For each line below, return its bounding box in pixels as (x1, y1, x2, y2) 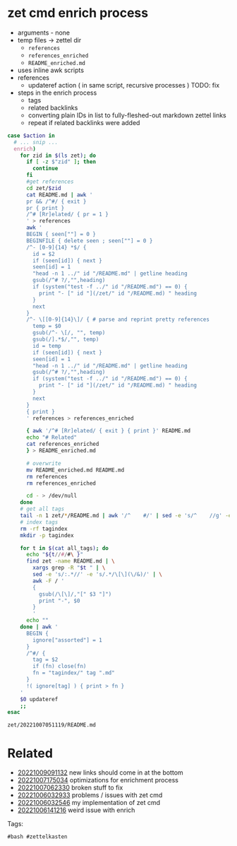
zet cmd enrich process (7, 5, 149, 21)
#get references (25, 178, 74, 185)
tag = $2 (32, 656, 59, 664)
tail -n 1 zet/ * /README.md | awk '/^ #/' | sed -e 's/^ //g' (20, 512, 222, 519)
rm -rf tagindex (20, 525, 68, 532)
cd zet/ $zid (25, 184, 61, 192)
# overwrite (25, 459, 61, 467)
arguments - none (17, 28, 71, 37)
